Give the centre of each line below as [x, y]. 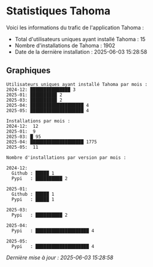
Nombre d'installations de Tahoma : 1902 [65, 45]
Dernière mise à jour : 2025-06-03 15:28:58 [60, 257]
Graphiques [28, 71]
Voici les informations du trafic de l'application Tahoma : [75, 27]
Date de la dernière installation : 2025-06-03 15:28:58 [81, 51]
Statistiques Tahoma [58, 11]
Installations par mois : [38, 121]
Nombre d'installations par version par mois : [66, 157]
